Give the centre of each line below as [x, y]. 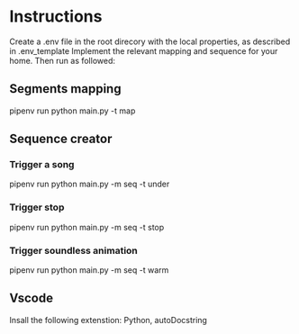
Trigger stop [37, 207]
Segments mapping [65, 89]
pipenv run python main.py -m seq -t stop [87, 227]
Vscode [32, 298]
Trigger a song [42, 165]
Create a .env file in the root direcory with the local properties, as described [150, 41]
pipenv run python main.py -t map [72, 111]
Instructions [56, 17]
